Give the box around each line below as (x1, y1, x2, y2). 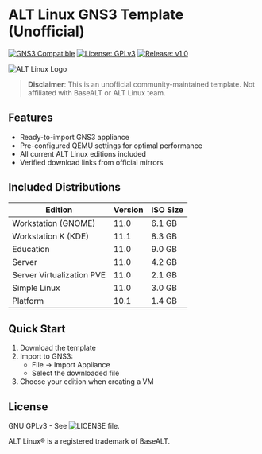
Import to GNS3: (19, 351, 74, 361)
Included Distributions (8, 180, 121, 194)
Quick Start (8, 322, 66, 336)
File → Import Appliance (31, 360, 110, 370)
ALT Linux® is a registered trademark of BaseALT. (8, 437, 171, 446)
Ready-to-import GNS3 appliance (19, 132, 129, 142)
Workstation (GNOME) (12, 217, 96, 228)
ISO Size (151, 204, 184, 215)
